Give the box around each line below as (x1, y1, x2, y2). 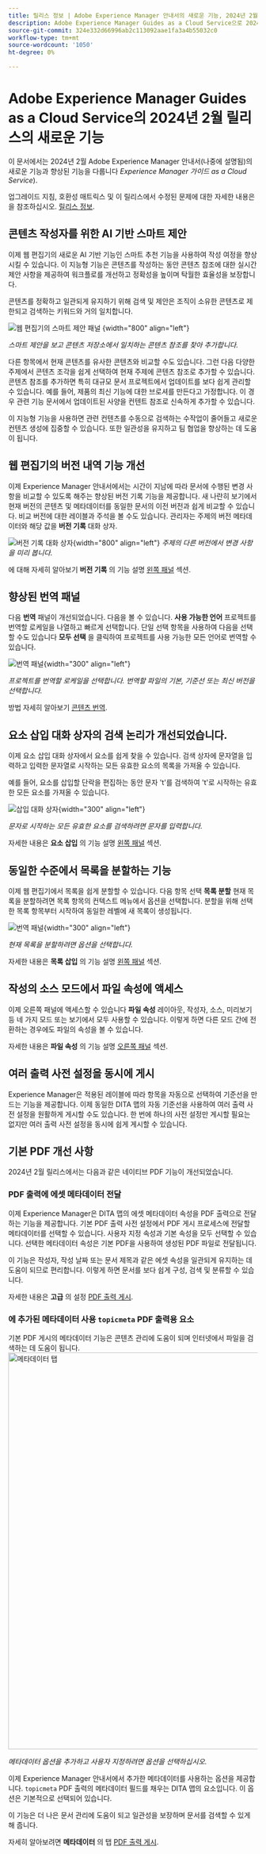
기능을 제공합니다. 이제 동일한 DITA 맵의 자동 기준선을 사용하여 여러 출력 (22, 1099, 245, 1109)
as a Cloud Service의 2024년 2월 (8, 109, 223, 127)
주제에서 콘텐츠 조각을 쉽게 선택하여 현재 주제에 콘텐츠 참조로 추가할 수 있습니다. (8, 367, 256, 376)
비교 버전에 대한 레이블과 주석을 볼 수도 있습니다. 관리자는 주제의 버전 (18, 511, 232, 521)
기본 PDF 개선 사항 (8, 1144, 93, 1159)
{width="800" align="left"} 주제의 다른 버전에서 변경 (72, 537, 238, 548)
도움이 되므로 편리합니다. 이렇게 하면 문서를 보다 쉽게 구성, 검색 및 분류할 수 (8, 1265, 240, 1275)
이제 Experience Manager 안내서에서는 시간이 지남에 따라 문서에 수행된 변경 (8, 481, 245, 490)
